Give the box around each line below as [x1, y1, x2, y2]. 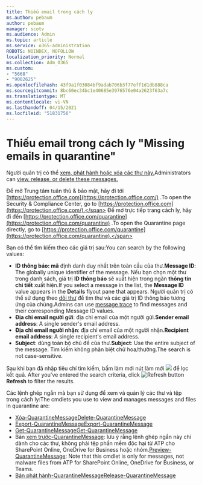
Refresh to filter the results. [6, 378, 75, 385]
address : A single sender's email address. [14, 320, 121, 328]
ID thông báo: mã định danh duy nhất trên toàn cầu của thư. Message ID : [14, 262, 197, 269]
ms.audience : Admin [6, 31, 55, 38]
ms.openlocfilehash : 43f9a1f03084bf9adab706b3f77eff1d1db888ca [6, 82, 169, 88]
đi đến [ [6, 213, 26, 220]
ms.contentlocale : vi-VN [6, 99, 69, 105]
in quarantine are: [6, 402, 50, 409]
